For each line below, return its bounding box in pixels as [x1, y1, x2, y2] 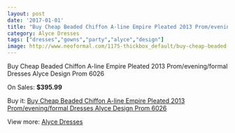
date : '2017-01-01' [7, 17, 64, 24]
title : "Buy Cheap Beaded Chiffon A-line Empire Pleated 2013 [7, 23, 192, 30]
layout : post [7, 10, 45, 17]
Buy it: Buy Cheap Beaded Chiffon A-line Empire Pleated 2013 [7, 97, 185, 105]
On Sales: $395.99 [7, 83, 63, 91]
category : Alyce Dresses [7, 29, 80, 37]
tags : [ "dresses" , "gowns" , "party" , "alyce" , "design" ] [7, 36, 164, 43]
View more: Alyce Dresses [7, 118, 83, 126]
